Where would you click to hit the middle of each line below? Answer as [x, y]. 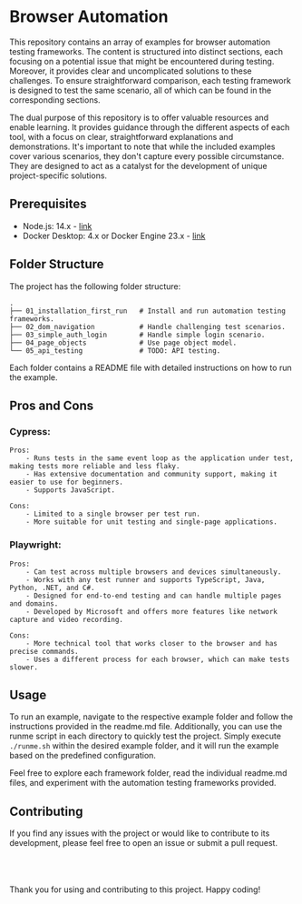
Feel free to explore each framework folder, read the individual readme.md [148, 773]
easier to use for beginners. [67, 482]
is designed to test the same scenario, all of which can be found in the [141, 90]
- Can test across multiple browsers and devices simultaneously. [154, 572]
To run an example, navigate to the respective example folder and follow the [151, 717]
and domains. [34, 603]
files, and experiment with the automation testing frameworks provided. [143, 783]
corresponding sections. [55, 100]
